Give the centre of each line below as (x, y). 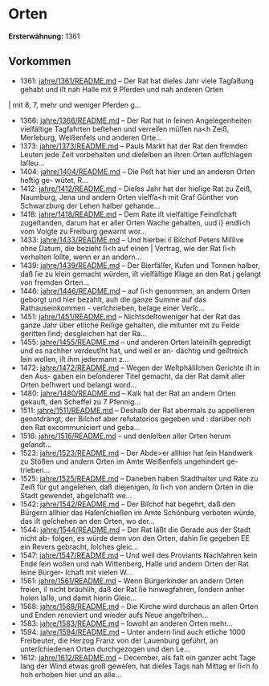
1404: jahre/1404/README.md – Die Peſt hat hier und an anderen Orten (137, 171)
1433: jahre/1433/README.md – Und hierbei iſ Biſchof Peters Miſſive (132, 239)
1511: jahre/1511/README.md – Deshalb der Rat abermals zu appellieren (137, 410)
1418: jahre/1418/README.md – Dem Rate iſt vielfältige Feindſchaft (128, 214)
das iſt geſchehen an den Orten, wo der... (87, 521)
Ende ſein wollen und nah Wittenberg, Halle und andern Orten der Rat (134, 563)
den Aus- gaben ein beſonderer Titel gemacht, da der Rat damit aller (132, 376)
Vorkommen (40, 61)
